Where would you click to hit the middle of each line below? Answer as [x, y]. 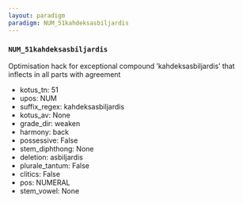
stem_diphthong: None [57, 148]
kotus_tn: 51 [39, 90]
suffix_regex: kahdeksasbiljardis [72, 106]
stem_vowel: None [49, 190]
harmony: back [44, 132]
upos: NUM [38, 98]
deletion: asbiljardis [51, 157]
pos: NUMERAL [45, 182]
